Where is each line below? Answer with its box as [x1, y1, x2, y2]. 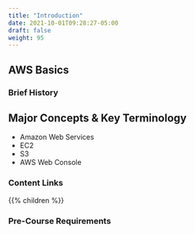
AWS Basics [8, 63, 70, 76]
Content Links [8, 178, 63, 189]
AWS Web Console [19, 158, 82, 167]
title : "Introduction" [8, 11, 83, 20]
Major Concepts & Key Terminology [8, 111, 187, 125]
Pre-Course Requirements [8, 215, 112, 226]
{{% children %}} [8, 195, 65, 205]
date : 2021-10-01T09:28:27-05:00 [8, 19, 119, 27]
